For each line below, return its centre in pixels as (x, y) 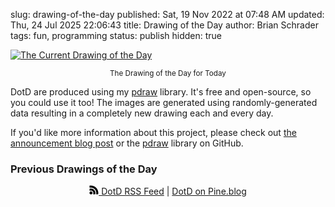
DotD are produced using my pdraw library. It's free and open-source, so (161, 92)
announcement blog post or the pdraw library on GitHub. (127, 143)
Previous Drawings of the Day (84, 169)
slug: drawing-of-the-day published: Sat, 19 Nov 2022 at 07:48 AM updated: (167, 14)
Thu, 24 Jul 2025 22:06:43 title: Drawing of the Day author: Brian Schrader (164, 25)
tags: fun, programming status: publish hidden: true (116, 35)
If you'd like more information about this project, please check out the (153, 132)
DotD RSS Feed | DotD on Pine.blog (174, 191)
